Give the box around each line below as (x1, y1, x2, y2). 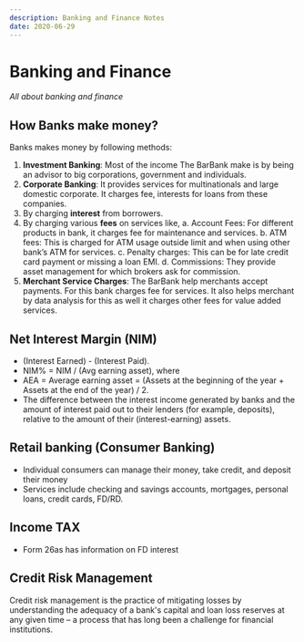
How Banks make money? (9, 118, 159, 133)
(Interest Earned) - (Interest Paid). (22, 356, 150, 367)
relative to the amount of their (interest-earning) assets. (22, 414, 231, 425)
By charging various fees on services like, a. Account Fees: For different (22, 218, 294, 229)
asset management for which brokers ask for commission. (22, 266, 241, 277)
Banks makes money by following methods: (9, 142, 173, 153)
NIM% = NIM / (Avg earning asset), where (22, 366, 180, 377)
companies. (22, 198, 67, 210)
